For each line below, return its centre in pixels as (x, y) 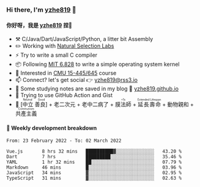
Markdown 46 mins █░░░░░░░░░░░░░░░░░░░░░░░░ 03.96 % (94, 167)
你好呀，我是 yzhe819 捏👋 (39, 25)
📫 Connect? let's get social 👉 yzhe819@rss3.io (76, 80)
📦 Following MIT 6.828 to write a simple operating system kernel (97, 64)
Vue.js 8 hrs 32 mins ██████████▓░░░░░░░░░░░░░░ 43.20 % (94, 152)
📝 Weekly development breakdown (52, 128)
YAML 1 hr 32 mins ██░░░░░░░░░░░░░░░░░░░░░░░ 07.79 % (94, 162)
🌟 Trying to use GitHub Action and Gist (64, 95)
